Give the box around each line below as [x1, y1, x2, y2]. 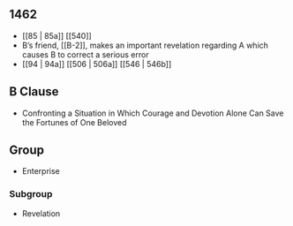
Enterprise [21, 166, 60, 177]
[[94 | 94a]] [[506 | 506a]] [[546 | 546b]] [21, 58, 172, 69]
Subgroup [9, 188, 53, 200]
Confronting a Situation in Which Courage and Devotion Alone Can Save [21, 108, 284, 118]
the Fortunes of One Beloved [21, 117, 127, 127]
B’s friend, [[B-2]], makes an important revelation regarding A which [21, 40, 269, 50]
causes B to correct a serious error [21, 49, 149, 60]
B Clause [9, 84, 59, 100]
